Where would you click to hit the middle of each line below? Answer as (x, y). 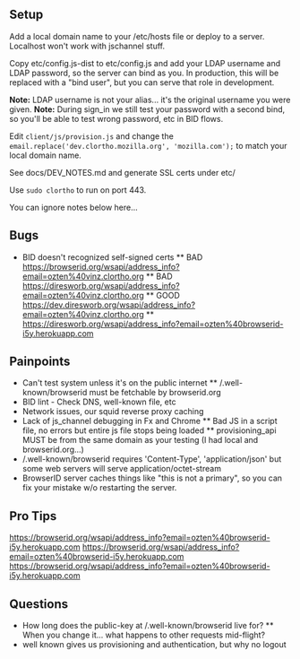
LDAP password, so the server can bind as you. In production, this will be (144, 73)
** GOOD (163, 295)
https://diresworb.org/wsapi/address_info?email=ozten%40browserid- (153, 324)
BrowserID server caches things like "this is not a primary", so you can (152, 478)
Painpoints (40, 362)
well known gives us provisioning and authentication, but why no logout (154, 645)
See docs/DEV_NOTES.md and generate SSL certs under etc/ (122, 172)
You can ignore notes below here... (74, 207)
